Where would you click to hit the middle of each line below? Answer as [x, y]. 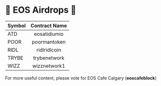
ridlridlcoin [49, 50]
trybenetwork [49, 57]
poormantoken [49, 42]
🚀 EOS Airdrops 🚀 [41, 10]
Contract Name [49, 26]
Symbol [17, 26]
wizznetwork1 [49, 66]
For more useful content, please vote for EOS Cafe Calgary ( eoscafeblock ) [81, 78]
